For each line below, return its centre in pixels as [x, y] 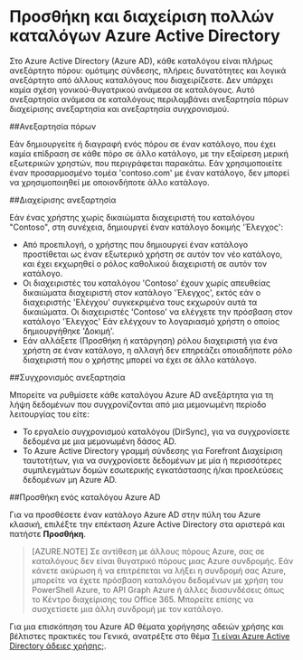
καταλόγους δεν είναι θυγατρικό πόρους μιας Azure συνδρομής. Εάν [162, 561]
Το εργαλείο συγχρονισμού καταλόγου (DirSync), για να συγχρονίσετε [156, 431]
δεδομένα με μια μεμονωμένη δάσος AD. [99, 441]
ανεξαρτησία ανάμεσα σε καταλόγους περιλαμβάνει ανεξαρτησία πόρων [149, 99]
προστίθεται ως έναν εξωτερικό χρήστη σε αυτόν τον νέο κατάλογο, [152, 254]
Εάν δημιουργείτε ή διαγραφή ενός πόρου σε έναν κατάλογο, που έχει [142, 144]
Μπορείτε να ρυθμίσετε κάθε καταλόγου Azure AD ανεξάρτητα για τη [142, 394]
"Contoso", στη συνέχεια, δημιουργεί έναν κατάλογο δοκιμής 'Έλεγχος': [146, 227]
